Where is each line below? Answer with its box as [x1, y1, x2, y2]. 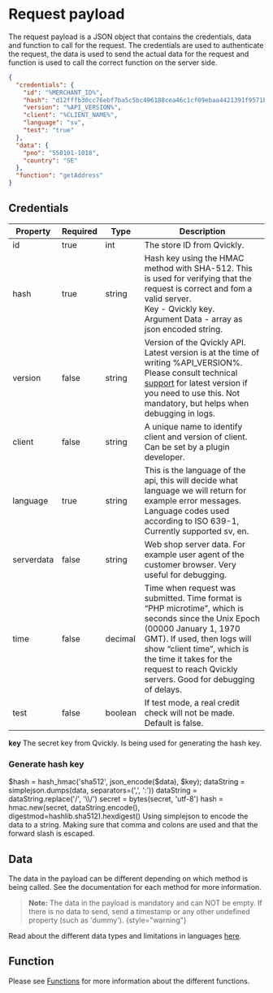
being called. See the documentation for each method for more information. [8, 882, 262, 892]
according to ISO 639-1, [144, 515, 240, 526]
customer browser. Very [144, 559, 237, 570]
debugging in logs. [144, 408, 215, 419]
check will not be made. [144, 707, 236, 719]
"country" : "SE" [23, 156, 79, 165]
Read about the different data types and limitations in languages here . [8, 930, 242, 940]
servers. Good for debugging [144, 673, 255, 684]
